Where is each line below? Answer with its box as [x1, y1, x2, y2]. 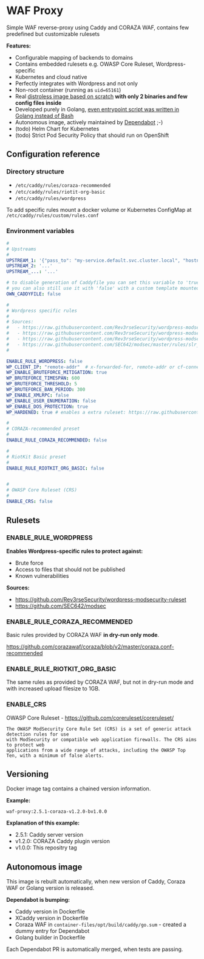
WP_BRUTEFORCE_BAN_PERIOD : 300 [6, 387, 86, 393]
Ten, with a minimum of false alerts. [6, 753, 104, 759]
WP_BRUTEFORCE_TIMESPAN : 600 [6, 375, 80, 381]
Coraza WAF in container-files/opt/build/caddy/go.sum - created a [15, 921, 187, 929]
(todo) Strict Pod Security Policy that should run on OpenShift [15, 132, 169, 139]
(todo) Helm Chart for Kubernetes [15, 125, 100, 132]
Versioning [6, 768, 49, 779]
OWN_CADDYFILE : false [6, 290, 61, 297]
